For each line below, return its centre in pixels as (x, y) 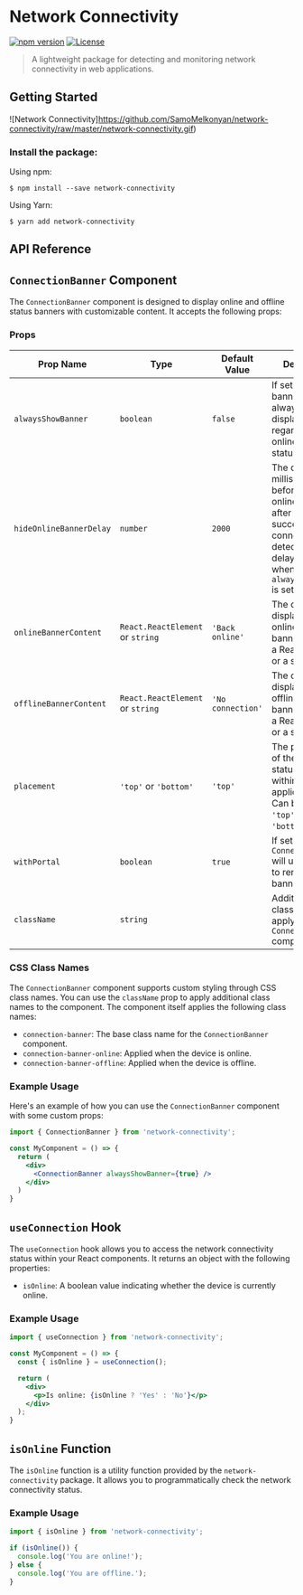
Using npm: (31, 172)
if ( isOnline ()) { (44, 1548)
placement (35, 786)
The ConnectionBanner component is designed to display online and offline (147, 302)
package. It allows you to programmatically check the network (175, 1479)
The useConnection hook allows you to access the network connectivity (142, 1249)
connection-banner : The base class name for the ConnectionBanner (145, 1033)
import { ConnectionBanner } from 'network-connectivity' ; (123, 1132)
